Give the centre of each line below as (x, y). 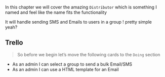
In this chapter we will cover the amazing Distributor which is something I (81, 7)
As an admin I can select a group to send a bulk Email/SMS (72, 64)
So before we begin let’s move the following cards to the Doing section (89, 54)
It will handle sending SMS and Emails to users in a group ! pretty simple (79, 22)
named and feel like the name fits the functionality (56, 12)
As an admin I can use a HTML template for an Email (65, 69)
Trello (14, 43)
